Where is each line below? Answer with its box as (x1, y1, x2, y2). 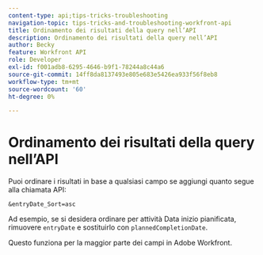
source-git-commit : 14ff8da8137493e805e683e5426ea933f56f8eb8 (8, 70, 218, 78)
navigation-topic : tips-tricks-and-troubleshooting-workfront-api (8, 19, 232, 27)
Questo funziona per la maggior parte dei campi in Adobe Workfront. (8, 238, 232, 248)
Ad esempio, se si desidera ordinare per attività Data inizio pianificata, (8, 215, 237, 224)
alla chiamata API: (8, 185, 67, 195)
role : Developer (8, 56, 62, 64)
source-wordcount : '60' (8, 85, 87, 93)
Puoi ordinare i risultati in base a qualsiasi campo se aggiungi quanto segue (8, 177, 255, 186)
